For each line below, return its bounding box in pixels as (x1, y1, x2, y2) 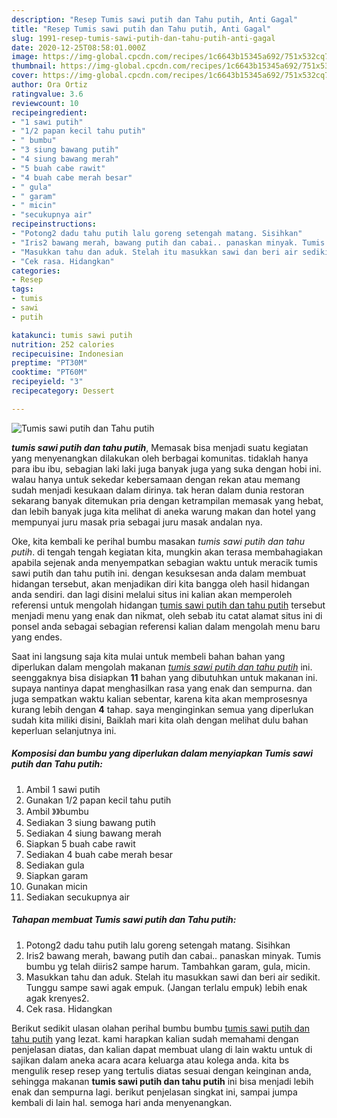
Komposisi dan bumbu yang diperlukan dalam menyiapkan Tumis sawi (11, 747, 314, 760)
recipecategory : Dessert (11, 386, 115, 396)
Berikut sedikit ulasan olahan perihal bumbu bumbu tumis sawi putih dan (11, 1022, 311, 1034)
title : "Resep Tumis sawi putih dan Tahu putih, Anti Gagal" (11, 24, 272, 34)
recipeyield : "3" (11, 377, 84, 387)
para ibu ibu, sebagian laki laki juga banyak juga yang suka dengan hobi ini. (11, 462, 322, 475)
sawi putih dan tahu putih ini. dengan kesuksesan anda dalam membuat (11, 567, 306, 579)
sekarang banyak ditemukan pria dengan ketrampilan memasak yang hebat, (11, 494, 324, 506)
